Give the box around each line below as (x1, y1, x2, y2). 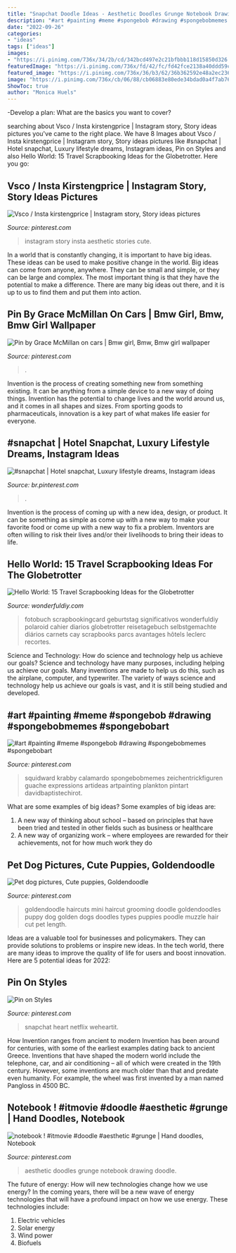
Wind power (17, 1231, 53, 1240)
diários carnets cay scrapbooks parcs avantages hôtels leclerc (24, 630, 206, 639)
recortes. (24, 637, 51, 646)
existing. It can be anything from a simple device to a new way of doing (7, 386, 214, 395)
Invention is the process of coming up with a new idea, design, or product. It (7, 508, 228, 516)
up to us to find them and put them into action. (7, 288, 142, 296)
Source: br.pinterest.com (7, 480, 79, 489)
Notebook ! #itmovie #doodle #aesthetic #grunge (7, 1101, 228, 1114)
